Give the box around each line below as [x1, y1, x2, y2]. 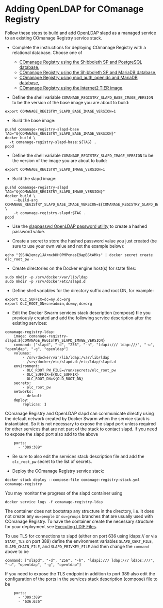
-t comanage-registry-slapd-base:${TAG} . [9, 140, 97, 145]
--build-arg [14, 198, 38, 203]
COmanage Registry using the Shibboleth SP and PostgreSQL [19, 59, 143, 65]
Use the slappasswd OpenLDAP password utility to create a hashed [12, 223, 147, 229]
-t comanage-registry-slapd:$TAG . [14, 210, 86, 215]
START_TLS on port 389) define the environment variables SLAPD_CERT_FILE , [5, 538, 153, 544]
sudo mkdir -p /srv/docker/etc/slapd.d [5, 279, 86, 284]
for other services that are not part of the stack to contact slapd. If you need [5, 426, 158, 432]
